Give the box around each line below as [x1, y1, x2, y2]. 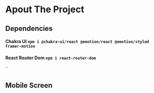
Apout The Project [5, 4, 84, 15]
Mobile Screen [5, 81, 53, 89]
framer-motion [5, 44, 36, 49]
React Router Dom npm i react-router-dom [5, 54, 96, 61]
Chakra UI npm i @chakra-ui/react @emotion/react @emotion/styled [5, 39, 149, 45]
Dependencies [5, 24, 53, 33]
